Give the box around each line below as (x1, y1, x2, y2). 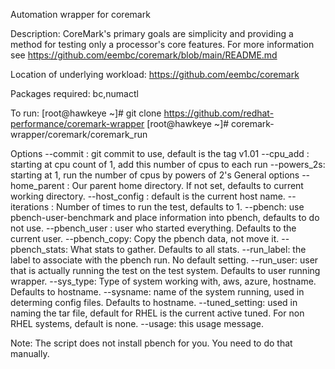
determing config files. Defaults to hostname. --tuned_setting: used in (10, 297, 298, 308)
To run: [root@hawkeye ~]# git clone (10, 107, 162, 119)
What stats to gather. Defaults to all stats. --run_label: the (69, 244, 307, 255)
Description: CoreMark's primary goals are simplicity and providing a (10, 28, 294, 39)
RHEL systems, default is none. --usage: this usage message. (10, 318, 265, 329)
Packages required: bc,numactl (10, 88, 139, 99)
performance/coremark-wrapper (10, 118, 145, 129)
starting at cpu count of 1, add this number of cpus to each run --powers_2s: (10, 159, 326, 170)
